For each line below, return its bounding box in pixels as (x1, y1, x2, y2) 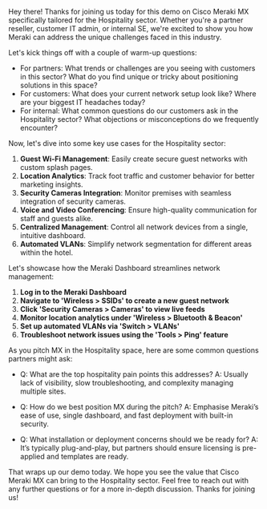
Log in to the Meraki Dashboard (19, 288, 127, 297)
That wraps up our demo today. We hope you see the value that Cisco (8, 467, 239, 476)
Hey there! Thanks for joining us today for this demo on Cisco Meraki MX (8, 7, 249, 16)
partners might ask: (8, 354, 73, 363)
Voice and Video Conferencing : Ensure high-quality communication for (19, 205, 257, 215)
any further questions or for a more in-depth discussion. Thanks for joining (8, 484, 256, 494)
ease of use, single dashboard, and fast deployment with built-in (19, 410, 233, 420)
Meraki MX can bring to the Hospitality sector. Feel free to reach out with (8, 476, 249, 485)
